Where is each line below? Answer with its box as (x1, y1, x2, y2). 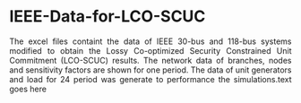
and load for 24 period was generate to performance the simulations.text (9, 73, 292, 84)
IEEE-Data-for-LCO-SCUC (9, 6, 206, 27)
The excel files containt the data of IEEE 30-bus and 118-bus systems (9, 36, 292, 47)
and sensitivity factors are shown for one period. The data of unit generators (9, 64, 292, 75)
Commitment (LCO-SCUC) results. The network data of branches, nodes (9, 55, 292, 65)
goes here (9, 83, 47, 94)
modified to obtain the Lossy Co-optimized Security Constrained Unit (9, 45, 292, 56)
